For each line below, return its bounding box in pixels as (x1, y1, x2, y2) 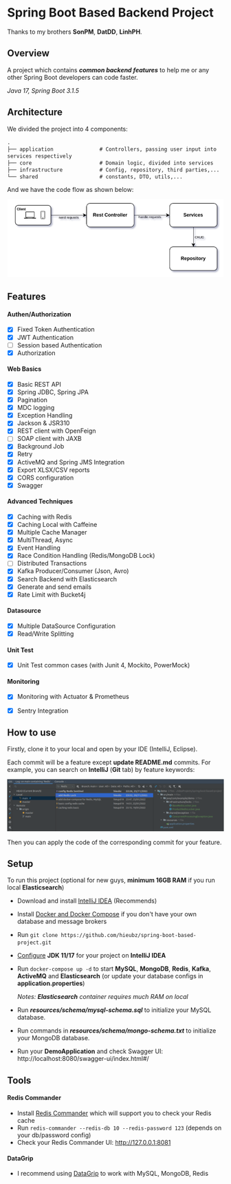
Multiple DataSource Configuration (16, 621, 115, 630)
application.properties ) (16, 979, 85, 988)
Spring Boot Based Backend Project (7, 5, 214, 21)
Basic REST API (16, 380, 62, 388)
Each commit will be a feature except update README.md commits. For (7, 758, 211, 766)
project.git (16, 939, 52, 947)
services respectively (7, 153, 72, 160)
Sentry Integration (16, 707, 69, 715)
